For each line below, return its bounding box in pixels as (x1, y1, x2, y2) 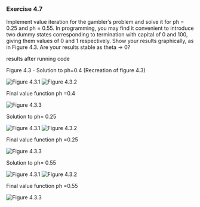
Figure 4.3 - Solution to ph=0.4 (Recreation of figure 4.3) (6, 67, 146, 74)
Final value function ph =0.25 (6, 136, 79, 143)
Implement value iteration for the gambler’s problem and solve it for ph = (6, 18, 184, 26)
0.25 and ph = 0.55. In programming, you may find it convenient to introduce (6, 24, 194, 32)
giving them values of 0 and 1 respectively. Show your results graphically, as (6, 38, 194, 45)
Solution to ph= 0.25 (6, 113, 57, 121)
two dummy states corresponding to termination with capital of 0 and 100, (6, 31, 188, 38)
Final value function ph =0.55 (6, 183, 78, 190)
